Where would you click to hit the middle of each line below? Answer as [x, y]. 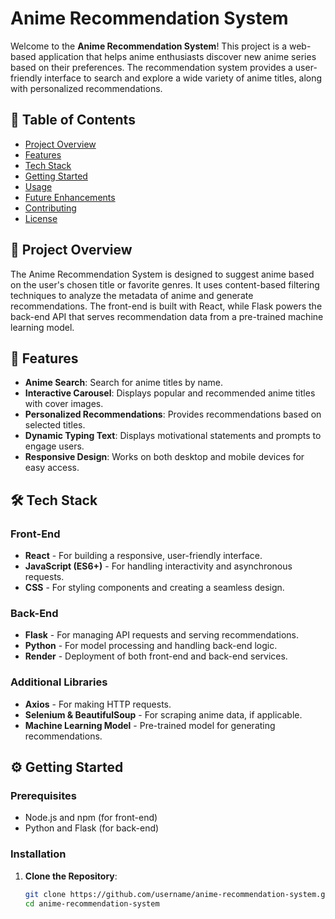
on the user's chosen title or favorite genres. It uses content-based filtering [165, 284]
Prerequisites [43, 795]
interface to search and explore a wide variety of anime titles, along [183, 78]
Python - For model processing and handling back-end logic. [151, 646]
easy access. [52, 468]
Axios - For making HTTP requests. [98, 704]
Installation [38, 854]
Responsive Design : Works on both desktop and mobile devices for [164, 457]
